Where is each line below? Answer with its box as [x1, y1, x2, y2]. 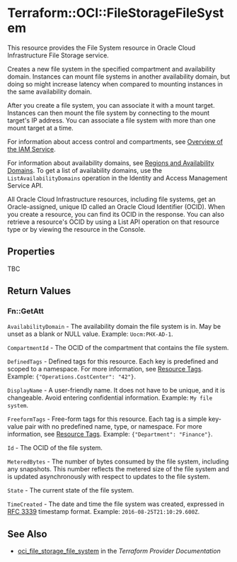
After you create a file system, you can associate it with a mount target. [7, 101, 215, 109]
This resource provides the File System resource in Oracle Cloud [7, 43, 196, 52]
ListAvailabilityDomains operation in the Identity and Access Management [7, 174, 228, 182]
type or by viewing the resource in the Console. [7, 225, 146, 233]
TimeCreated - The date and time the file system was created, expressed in [7, 500, 225, 508]
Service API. [7, 181, 44, 189]
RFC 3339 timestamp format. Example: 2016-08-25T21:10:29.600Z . [7, 507, 200, 516]
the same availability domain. [7, 87, 92, 96]
